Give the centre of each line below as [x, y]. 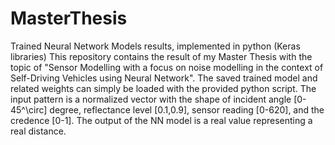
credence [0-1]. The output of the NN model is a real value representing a [161, 120]
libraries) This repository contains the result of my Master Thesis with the [161, 56]
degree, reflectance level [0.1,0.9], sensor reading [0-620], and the [187, 109]
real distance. [38, 131]
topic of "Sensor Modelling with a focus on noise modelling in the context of [167, 67]
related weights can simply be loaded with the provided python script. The [163, 88]
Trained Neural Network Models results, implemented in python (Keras [155, 46]
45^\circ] [29, 109]
